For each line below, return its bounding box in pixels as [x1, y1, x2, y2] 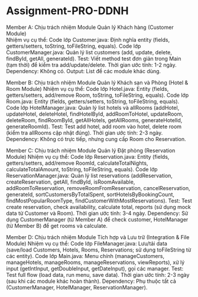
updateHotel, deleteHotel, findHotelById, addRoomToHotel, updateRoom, [6, 110, 183, 118]
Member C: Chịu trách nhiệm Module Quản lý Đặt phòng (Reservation [6, 146, 176, 154]
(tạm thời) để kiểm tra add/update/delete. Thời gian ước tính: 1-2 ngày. [6, 61, 177, 68]
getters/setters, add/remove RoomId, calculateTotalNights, [6, 159, 148, 167]
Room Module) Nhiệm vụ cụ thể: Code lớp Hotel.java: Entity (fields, [6, 85, 169, 92]
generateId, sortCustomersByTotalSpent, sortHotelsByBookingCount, [6, 191, 175, 198]
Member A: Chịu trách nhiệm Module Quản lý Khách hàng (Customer [6, 24, 174, 31]
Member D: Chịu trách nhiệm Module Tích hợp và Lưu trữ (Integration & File [6, 233, 190, 240]
